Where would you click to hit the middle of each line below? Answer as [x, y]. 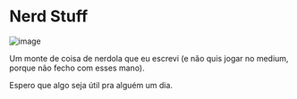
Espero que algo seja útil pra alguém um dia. [91, 85]
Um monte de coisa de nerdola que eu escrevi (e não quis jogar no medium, [149, 58]
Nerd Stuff [49, 16]
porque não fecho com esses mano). [77, 68]
